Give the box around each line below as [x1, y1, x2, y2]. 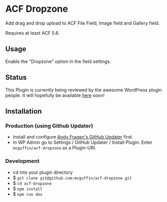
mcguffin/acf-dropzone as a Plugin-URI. [12, 145, 96, 151]
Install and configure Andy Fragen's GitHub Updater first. [12, 134, 133, 140]
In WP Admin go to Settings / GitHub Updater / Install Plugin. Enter [12, 139, 153, 146]
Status [5, 73, 27, 82]
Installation [5, 107, 42, 116]
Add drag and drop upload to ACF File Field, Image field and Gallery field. [5, 20, 160, 26]
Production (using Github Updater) [5, 122, 93, 129]
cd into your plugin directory [12, 169, 73, 175]
